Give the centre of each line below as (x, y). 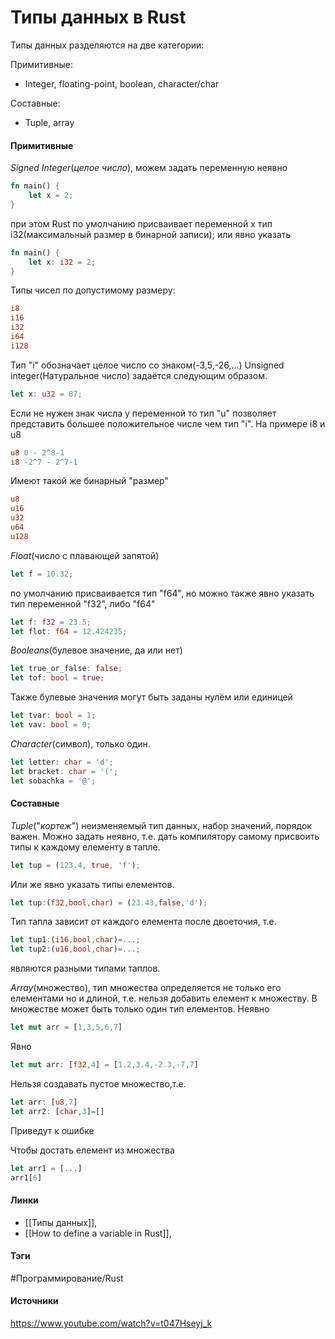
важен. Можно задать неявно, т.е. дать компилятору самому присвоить (165, 836)
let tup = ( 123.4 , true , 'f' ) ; (75, 865)
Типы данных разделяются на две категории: (107, 45)
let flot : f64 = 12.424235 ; (69, 631)
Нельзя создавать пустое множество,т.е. (98, 1083)
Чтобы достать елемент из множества (92, 1150)
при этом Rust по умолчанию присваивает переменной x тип (141, 223)
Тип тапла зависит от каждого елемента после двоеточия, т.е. (143, 922)
